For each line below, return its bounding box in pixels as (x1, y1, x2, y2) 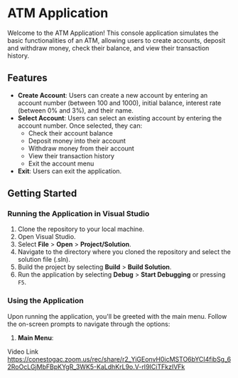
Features (7, 72, 48, 84)
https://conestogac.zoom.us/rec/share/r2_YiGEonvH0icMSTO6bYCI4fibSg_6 (7, 354, 232, 363)
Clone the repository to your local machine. (17, 225, 144, 233)
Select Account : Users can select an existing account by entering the (17, 113, 222, 122)
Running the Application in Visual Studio (7, 209, 150, 219)
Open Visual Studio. (17, 233, 76, 241)
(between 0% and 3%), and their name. (17, 106, 134, 115)
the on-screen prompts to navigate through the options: (7, 320, 171, 328)
